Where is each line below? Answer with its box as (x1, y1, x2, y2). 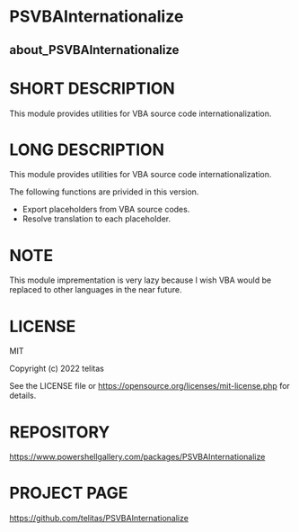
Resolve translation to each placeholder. (22, 213, 171, 224)
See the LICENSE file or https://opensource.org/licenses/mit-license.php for (9, 381, 290, 392)
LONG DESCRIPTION (9, 140, 164, 159)
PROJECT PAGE (9, 483, 128, 503)
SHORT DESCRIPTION (9, 78, 175, 98)
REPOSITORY (9, 421, 110, 442)
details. (9, 390, 37, 401)
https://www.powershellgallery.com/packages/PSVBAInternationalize (9, 452, 266, 463)
